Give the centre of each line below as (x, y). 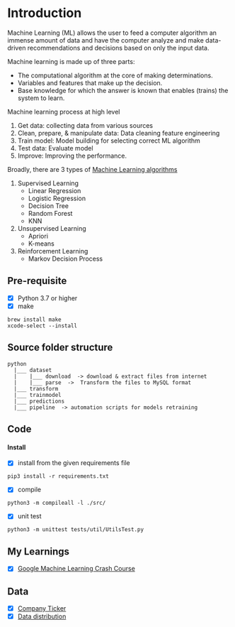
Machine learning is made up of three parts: (71, 61)
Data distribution (42, 616)
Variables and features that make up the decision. (90, 82)
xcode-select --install (42, 326)
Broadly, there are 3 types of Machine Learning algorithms (93, 169)
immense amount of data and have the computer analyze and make (105, 40)
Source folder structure (60, 348)
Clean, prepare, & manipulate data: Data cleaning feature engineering (119, 133)
